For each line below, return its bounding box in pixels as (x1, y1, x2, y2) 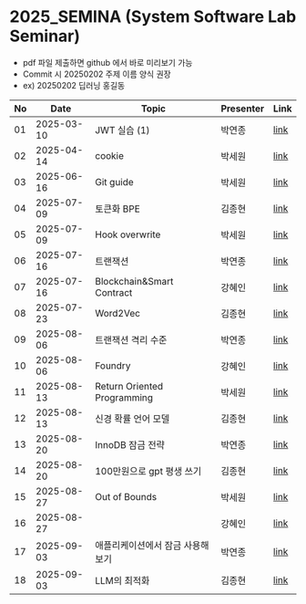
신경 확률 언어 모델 (95, 412, 170, 425)
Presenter (220, 102, 265, 115)
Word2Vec (95, 307, 141, 319)
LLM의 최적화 (95, 574, 150, 587)
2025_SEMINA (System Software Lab (9, 6, 297, 27)
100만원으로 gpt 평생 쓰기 (95, 464, 202, 477)
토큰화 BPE (95, 203, 140, 215)
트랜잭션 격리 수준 (95, 333, 168, 346)
